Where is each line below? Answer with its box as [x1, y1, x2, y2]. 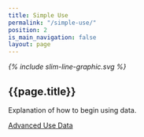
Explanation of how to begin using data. [8, 105, 137, 114]
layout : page [8, 41, 51, 49]
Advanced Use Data [8, 121, 73, 130]
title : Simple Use [8, 11, 68, 20]
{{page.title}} [8, 85, 76, 98]
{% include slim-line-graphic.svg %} [8, 62, 127, 71]
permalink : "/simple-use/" [8, 19, 97, 27]
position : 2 [8, 26, 47, 34]
